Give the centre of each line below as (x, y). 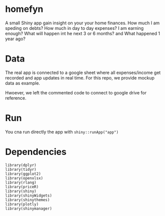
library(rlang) (21, 182)
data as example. (23, 83)
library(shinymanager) (29, 209)
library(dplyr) (21, 165)
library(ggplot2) (23, 174)
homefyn (24, 9)
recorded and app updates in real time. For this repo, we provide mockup (80, 77)
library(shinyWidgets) (29, 195)
